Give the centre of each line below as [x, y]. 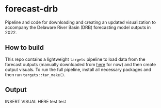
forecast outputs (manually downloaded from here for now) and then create [80, 64]
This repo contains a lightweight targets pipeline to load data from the [75, 59]
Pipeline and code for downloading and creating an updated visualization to [80, 22]
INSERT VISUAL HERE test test [36, 101]
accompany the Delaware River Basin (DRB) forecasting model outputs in [78, 27]
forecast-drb [32, 9]
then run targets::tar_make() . [35, 74]
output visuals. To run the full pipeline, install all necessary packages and [78, 69]
